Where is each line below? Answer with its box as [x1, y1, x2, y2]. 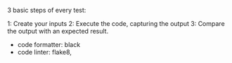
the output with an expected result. [7, 27, 109, 35]
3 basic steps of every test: [7, 6, 86, 14]
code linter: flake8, [17, 48, 72, 56]
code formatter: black [17, 41, 81, 48]
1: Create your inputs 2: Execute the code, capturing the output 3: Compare [7, 20, 225, 27]
